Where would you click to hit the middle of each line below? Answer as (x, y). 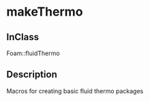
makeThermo (45, 12)
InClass (22, 37)
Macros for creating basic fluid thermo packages (75, 91)
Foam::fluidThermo (33, 53)
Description (32, 74)
